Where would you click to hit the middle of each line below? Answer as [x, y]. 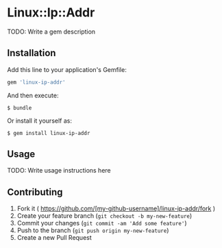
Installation [32, 53]
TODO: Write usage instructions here [59, 171]
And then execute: [33, 95]
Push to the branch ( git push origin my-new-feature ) [93, 230]
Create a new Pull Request [54, 238]
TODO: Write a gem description [51, 32]
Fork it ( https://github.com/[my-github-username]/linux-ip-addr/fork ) [116, 209]
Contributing [35, 192]
